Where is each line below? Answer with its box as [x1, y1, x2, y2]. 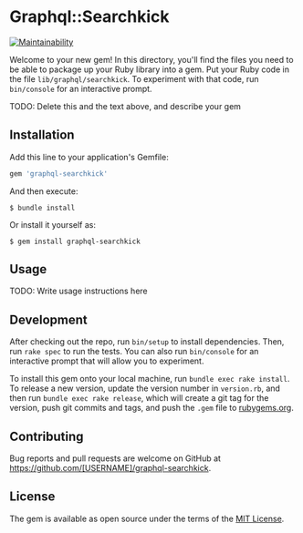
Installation [9, 128, 75, 143]
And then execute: [9, 185, 78, 197]
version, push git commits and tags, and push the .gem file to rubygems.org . [9, 403, 295, 414]
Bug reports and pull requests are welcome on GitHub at [9, 453, 222, 464]
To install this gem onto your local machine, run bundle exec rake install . [9, 374, 290, 384]
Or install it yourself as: [9, 219, 96, 230]
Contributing [9, 428, 84, 444]
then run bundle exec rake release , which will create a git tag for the [9, 393, 269, 404]
